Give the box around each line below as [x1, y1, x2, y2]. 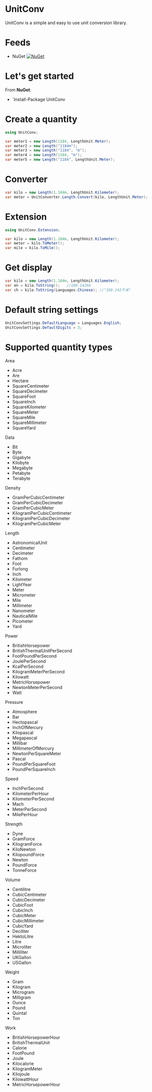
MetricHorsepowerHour [12, 1082, 60, 1088]
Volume [5, 877, 21, 883]
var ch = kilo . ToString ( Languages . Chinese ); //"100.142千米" [5, 287, 131, 293]
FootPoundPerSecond [12, 653, 57, 659]
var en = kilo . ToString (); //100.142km [5, 283, 91, 288]
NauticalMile [12, 613, 38, 619]
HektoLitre [12, 933, 33, 939]
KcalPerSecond [12, 663, 44, 669]
